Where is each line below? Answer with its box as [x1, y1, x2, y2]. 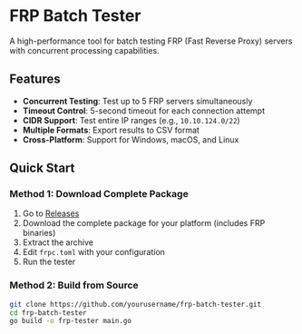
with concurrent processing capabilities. [9, 44, 161, 55]
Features [9, 72, 61, 87]
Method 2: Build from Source [9, 279, 139, 291]
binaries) [22, 228, 56, 239]
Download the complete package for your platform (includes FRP [22, 218, 266, 229]
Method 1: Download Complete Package [9, 188, 189, 201]
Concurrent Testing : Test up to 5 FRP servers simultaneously [22, 95, 253, 106]
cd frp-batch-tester [9, 308, 88, 318]
